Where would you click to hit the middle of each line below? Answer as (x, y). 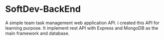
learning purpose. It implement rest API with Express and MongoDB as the (82, 28)
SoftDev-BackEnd (43, 9)
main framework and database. (37, 33)
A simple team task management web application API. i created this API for (82, 23)
